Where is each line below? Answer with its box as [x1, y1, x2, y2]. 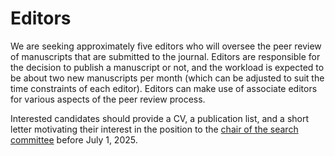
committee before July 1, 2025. [10, 133, 138, 146]
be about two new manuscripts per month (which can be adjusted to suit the [10, 72, 325, 84]
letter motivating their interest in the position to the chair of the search [10, 123, 299, 135]
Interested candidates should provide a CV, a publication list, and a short [10, 112, 310, 124]
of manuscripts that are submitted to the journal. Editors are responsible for [10, 50, 321, 62]
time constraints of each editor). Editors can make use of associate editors [10, 82, 318, 94]
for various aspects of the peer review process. [10, 93, 206, 105]
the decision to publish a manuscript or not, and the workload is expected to [10, 61, 325, 73]
